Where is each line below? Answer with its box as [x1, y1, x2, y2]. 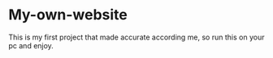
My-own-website [8, 6, 128, 24]
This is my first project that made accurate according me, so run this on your [8, 32, 265, 42]
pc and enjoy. [8, 40, 54, 50]
